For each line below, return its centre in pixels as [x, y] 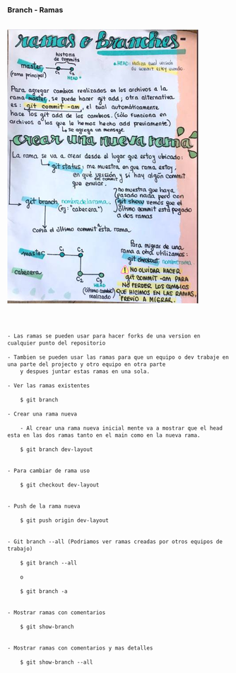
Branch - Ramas [35, 10]
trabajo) [20, 549]
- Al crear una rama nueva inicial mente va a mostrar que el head [121, 428]
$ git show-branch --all [57, 662]
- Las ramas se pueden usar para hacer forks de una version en [104, 336]
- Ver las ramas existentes [49, 386]
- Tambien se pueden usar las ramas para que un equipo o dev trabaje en [118, 357]
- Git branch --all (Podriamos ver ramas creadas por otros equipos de [115, 542]
